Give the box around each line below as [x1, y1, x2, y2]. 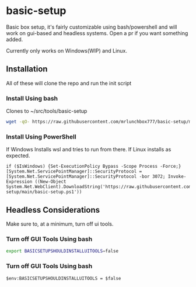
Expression [6, 179, 33, 185]
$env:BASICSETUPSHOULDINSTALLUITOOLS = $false [6, 275, 121, 281]
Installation [6, 64, 48, 74]
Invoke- [167, 174, 187, 179]
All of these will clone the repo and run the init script [6, 79, 132, 87]
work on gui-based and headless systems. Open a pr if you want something [6, 29, 188, 36]
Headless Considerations [6, 205, 100, 215]
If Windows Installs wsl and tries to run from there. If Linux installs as [6, 146, 171, 153]
